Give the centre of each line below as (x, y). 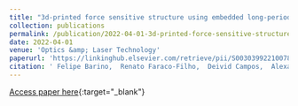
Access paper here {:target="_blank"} (77, 91)
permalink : (29, 34)
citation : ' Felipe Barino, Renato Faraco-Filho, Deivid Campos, (137, 67)
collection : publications (57, 26)
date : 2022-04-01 (41, 42)
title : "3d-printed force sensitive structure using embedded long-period (150, 17)
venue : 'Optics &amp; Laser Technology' (85, 50)
